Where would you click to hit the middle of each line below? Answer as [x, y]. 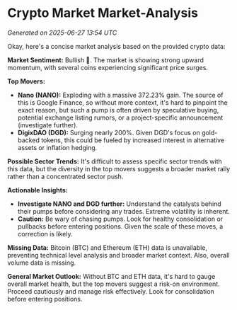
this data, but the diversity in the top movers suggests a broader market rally [119, 168]
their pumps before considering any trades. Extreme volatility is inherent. [123, 211]
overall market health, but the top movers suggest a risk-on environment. [114, 284]
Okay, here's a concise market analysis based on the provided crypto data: [116, 46]
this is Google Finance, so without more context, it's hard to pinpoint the [122, 102]
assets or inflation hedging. [57, 147]
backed [29, 140]
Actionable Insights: [38, 190]
